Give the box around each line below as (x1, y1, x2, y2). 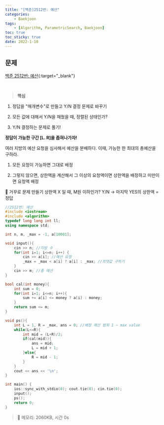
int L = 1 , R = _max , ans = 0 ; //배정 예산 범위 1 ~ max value (14, 323, 140, 327)
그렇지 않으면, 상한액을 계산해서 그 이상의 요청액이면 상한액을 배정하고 (12, 172, 147, 178)
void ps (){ (5, 318, 28, 323)
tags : (5, 21, 16, 26)
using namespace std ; (5, 223, 50, 228)
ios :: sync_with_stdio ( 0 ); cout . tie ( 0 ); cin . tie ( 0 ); (14, 387, 122, 392)
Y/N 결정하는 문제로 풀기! (12, 124, 61, 130)
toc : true (5, 30, 26, 35)
